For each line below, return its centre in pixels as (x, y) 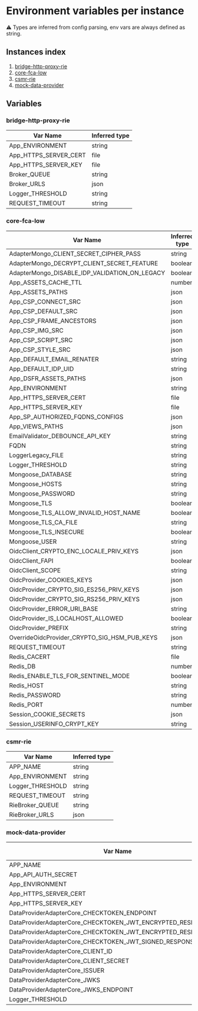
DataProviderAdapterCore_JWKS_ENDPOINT (71, 990)
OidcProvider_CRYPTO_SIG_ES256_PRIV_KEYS (74, 589)
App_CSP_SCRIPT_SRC (41, 340)
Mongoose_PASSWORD (42, 493)
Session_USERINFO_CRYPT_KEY (54, 723)
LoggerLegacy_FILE (36, 455)
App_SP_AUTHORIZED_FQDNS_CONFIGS (66, 416)
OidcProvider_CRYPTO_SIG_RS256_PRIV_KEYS (75, 599)
